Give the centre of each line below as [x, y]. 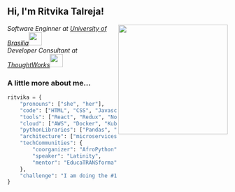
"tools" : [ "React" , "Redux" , [62, 117]
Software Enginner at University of [57, 28]
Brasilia [18, 43]
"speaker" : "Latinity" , [67, 156]
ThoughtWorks [29, 64]
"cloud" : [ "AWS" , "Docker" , [60, 123]
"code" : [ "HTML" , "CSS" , [56, 110]
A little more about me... [49, 83]
